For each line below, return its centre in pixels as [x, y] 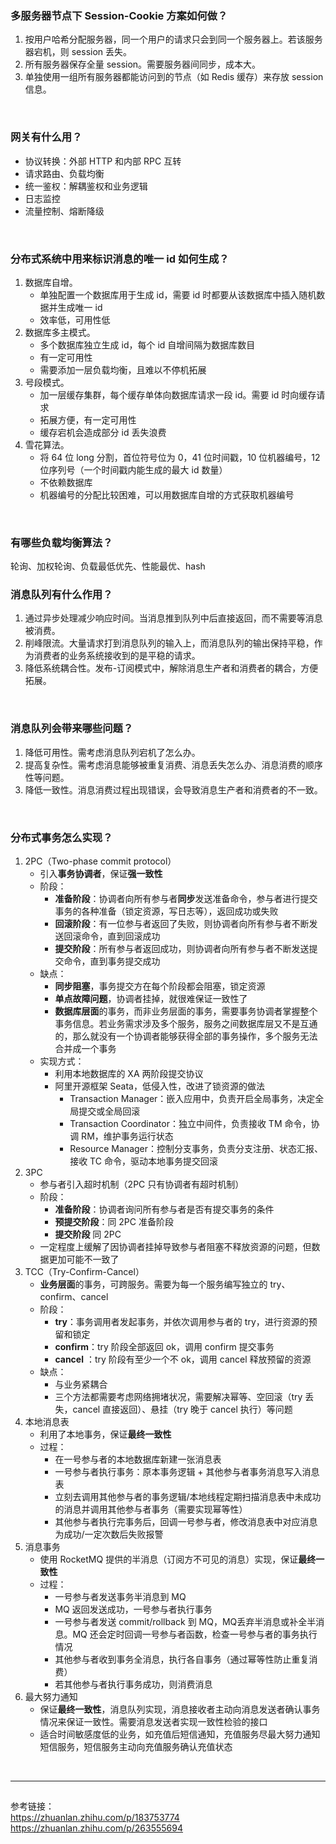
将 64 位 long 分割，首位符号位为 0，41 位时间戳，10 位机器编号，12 [180, 457]
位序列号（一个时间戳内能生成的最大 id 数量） [133, 469]
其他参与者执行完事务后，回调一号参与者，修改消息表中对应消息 [186, 1522]
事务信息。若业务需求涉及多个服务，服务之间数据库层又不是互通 [186, 1024]
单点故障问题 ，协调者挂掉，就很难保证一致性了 [151, 999]
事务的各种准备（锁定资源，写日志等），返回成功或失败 [166, 911]
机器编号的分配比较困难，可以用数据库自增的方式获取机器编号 [167, 494]
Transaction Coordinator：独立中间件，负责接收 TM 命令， [190, 1124]
